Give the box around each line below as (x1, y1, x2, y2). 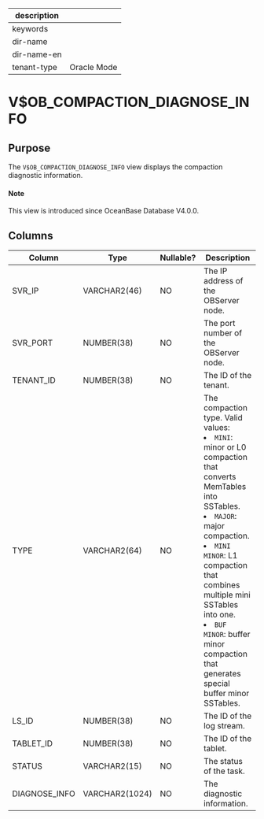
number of (203, 328, 242, 339)
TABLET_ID (12, 738, 53, 749)
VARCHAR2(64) (82, 545, 143, 556)
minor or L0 (203, 442, 247, 453)
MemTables (203, 481, 247, 492)
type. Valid (203, 413, 243, 424)
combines (203, 580, 240, 591)
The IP (203, 265, 228, 276)
